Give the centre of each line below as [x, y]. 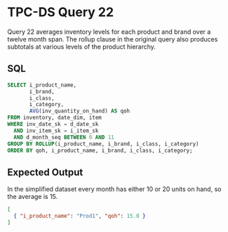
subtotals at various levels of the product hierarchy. [82, 46]
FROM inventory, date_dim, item [54, 118]
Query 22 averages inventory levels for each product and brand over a [109, 32]
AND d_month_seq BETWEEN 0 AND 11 [64, 137]
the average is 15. [33, 197]
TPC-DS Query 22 [61, 12]
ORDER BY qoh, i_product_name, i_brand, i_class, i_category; [100, 150]
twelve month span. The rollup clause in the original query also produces [113, 39]
